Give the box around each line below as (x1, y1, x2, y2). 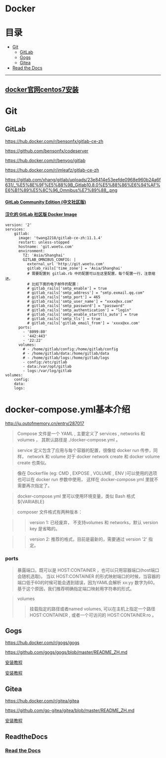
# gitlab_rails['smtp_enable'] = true (27, 286, 107, 291)
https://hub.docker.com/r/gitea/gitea (5, 698, 80, 704)
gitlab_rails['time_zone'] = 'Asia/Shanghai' (27, 266, 123, 271)
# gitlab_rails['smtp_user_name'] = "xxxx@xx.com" (27, 299, 134, 304)
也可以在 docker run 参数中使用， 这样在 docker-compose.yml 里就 (17, 477, 154, 483)
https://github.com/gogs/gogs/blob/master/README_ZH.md (5, 650, 127, 655)
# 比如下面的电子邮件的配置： (27, 282, 80, 287)
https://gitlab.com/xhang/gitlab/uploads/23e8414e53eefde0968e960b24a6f (5, 176, 161, 182)
